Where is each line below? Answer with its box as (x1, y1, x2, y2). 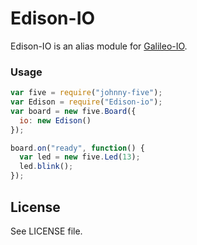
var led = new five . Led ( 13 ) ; (19, 152, 141, 162)
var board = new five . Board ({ (10, 106, 137, 116)
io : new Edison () (19, 115, 92, 126)
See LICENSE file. (10, 225, 83, 237)
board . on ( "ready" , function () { (10, 143, 145, 153)
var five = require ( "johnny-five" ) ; (10, 88, 163, 98)
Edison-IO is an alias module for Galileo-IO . (10, 40, 188, 52)
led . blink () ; (19, 162, 74, 172)
